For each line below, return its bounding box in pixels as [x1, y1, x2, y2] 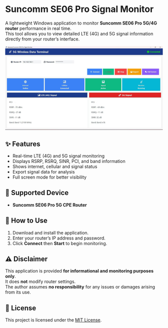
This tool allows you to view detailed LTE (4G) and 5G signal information [5, 30, 153, 36]
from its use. [5, 289, 31, 295]
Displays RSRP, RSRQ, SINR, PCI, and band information [12, 158, 126, 164]
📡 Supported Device [5, 188, 69, 197]
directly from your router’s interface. [5, 36, 80, 42]
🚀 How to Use [5, 216, 47, 225]
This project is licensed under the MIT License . [5, 317, 102, 323]
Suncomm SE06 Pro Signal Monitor [5, 3, 154, 15]
